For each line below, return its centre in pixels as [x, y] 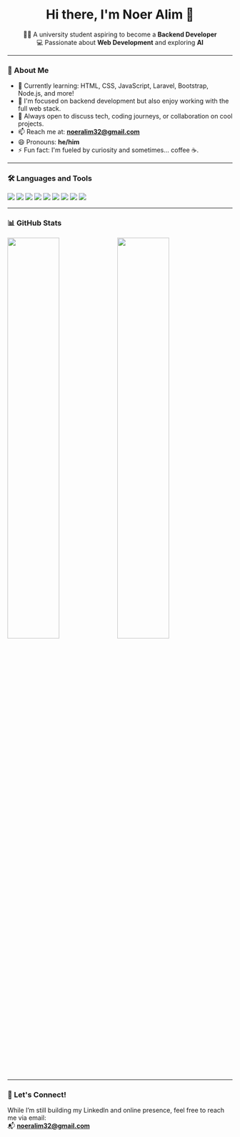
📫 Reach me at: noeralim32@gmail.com [79, 132]
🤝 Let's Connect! [37, 1094]
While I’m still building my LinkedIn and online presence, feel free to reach [116, 1111]
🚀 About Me [28, 70]
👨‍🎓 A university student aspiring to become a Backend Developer [120, 34]
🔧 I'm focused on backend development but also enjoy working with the [123, 101]
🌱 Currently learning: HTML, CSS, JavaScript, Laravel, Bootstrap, [113, 86]
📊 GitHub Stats [35, 223]
